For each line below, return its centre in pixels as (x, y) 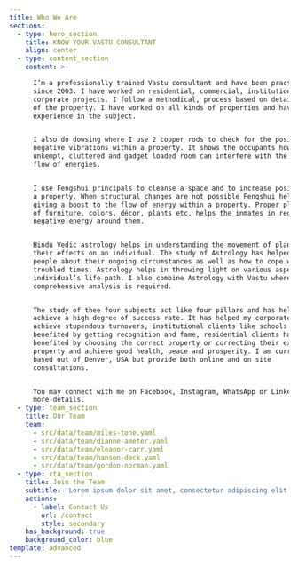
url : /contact (67, 515)
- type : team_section (57, 408)
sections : (27, 26)
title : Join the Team (65, 483)
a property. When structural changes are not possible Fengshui (154, 196)
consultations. (61, 368)
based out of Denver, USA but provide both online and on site (152, 359)
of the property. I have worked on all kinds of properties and (154, 107)
